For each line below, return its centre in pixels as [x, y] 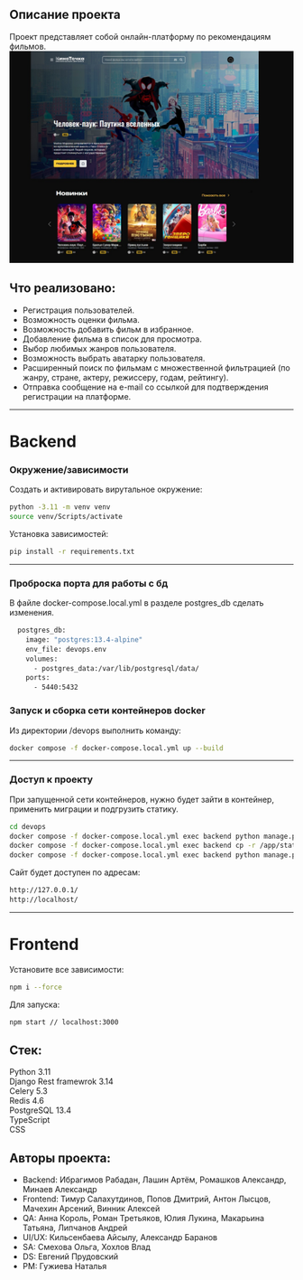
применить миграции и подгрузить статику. [94, 809]
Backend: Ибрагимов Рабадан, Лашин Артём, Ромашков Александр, [154, 1180]
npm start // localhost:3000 [64, 1022]
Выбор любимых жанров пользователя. [99, 348]
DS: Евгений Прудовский [70, 1256]
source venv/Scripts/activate [66, 517]
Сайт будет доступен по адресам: [75, 872]
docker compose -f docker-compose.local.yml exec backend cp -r [133, 846]
